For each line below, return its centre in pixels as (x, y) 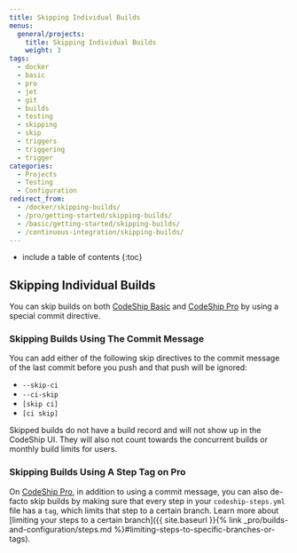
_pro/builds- (266, 519)
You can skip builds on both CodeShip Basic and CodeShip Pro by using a (144, 306)
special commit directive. (55, 316)
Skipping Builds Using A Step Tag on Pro (98, 472)
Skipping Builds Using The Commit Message (107, 339)
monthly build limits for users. (63, 449)
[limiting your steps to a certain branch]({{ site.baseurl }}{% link (125, 519)
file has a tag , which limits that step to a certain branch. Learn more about (144, 510)
